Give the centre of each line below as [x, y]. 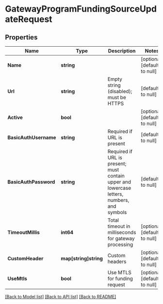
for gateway [121, 238]
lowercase [119, 188]
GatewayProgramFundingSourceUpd [81, 9]
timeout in [119, 226]
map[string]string [82, 259]
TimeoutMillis [24, 232]
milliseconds [122, 232]
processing [120, 244]
